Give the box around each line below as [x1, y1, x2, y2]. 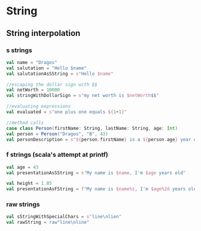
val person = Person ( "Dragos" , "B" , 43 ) [6, 130, 109, 137]
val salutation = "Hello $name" [6, 65, 87, 71]
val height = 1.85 [6, 181, 52, 187]
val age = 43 [6, 164, 39, 170]
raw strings [6, 200, 40, 209]
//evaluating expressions [6, 104, 71, 110]
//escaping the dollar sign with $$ [6, 81, 98, 87]
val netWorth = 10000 [6, 87, 60, 93]
